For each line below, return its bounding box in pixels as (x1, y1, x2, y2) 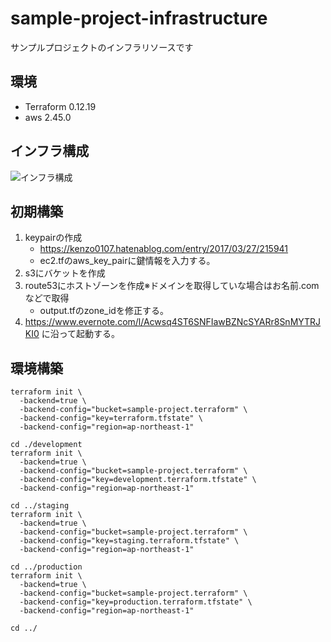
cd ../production (10, 562, 83, 572)
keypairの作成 (24, 232, 83, 244)
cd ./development (10, 440, 83, 450)
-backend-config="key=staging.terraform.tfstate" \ (19, 536, 240, 546)
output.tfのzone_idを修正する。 (39, 305, 169, 317)
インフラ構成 (10, 143, 90, 160)
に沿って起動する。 (41, 328, 121, 340)
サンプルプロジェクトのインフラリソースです (10, 41, 194, 53)
